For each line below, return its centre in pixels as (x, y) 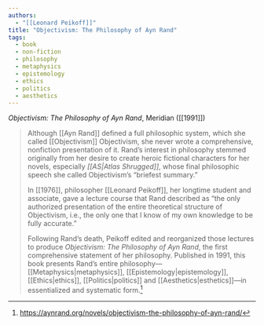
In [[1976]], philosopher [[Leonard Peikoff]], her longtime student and (139, 190)
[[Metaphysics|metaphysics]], (76, 272)
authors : (22, 15)
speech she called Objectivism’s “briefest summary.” (112, 175)
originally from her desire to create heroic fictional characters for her (138, 159)
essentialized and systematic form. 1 (85, 289)
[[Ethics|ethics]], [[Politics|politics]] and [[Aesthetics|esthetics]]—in (137, 280)
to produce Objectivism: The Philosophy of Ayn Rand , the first (127, 247)
